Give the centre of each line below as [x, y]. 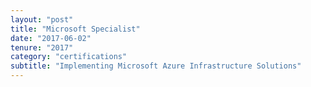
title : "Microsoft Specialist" [75, 29]
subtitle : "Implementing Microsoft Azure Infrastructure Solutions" [156, 66]
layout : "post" [42, 19]
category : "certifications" [69, 57]
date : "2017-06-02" [51, 38]
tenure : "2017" [42, 47]
